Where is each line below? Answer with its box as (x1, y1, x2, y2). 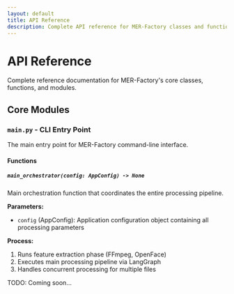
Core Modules (7, 104, 70, 116)
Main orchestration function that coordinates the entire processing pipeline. (7, 189, 224, 197)
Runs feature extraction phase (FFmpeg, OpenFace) (17, 250, 167, 258)
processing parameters (17, 223, 85, 231)
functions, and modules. (7, 84, 77, 92)
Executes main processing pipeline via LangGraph (17, 257, 162, 265)
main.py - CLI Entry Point (7, 125, 91, 134)
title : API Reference (7, 17, 70, 24)
